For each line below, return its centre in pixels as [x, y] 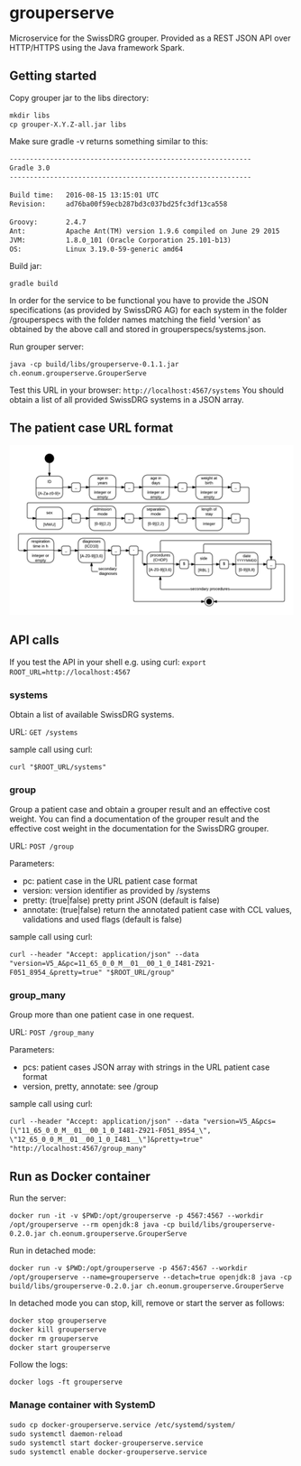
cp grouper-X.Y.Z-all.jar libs [68, 125]
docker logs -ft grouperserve [66, 1382]
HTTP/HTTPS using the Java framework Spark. [97, 47]
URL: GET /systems [44, 732]
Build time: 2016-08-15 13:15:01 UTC [84, 195]
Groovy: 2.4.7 [48, 222]
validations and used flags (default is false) [102, 920]
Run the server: [38, 1198]
